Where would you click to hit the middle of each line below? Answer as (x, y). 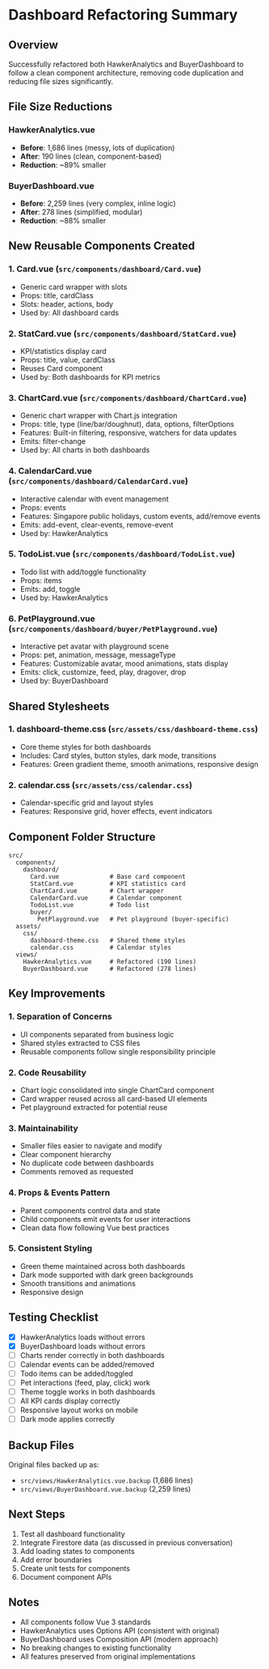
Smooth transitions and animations (78, 1283)
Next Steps (37, 1515)
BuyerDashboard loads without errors (82, 1346)
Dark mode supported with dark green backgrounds (107, 1275)
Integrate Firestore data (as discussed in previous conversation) (126, 1542)
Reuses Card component (61, 368)
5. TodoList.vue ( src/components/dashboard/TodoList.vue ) (122, 554)
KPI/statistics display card (63, 351)
